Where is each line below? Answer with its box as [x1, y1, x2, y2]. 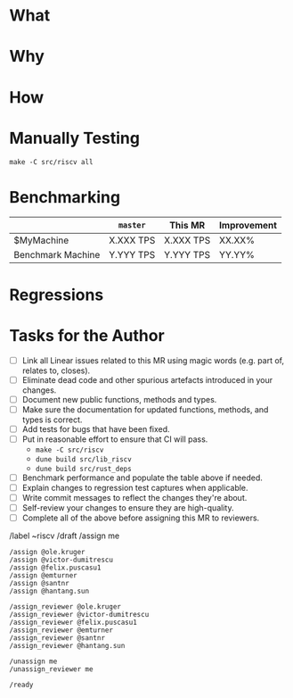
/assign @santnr [9, 579, 69, 588]
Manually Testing [9, 128, 141, 148]
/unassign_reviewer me [9, 665, 94, 674]
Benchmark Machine [13, 249, 101, 262]
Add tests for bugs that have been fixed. [21, 423, 171, 434]
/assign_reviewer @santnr [9, 634, 105, 643]
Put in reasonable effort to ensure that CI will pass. [21, 434, 208, 445]
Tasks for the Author [9, 325, 165, 345]
